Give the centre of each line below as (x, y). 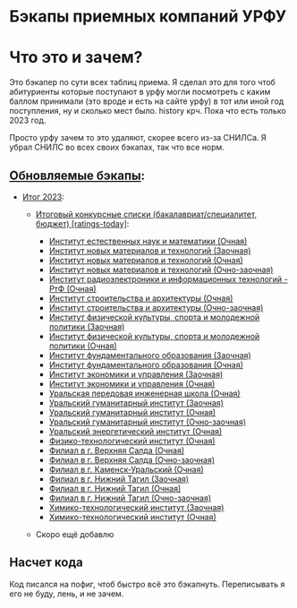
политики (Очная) (83, 346)
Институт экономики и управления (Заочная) (136, 374)
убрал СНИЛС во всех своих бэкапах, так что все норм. (117, 147)
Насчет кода (46, 563)
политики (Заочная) (87, 326)
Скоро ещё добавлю (75, 534)
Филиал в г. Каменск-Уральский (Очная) (126, 469)
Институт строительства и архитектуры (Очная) (141, 298)
